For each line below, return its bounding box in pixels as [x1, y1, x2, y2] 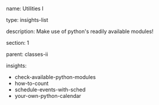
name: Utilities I [6, 5, 44, 12]
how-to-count [14, 80, 49, 87]
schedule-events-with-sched [14, 86, 86, 93]
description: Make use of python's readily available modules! [6, 28, 154, 35]
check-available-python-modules [14, 74, 96, 80]
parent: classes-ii [6, 51, 48, 58]
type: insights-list [6, 17, 48, 23]
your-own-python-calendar [14, 93, 81, 99]
